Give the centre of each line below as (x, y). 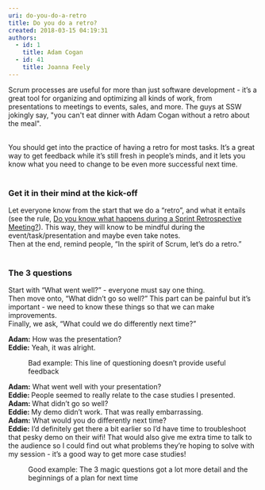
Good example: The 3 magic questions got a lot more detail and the (138, 469)
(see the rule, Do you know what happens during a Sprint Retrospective (125, 219)
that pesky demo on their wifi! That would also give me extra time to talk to (130, 438)
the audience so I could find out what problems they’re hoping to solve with (131, 446)
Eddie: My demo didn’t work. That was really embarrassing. (106, 412)
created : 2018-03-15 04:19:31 (58, 30)
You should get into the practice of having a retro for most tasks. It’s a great (132, 147)
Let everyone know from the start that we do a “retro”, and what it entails (127, 210)
